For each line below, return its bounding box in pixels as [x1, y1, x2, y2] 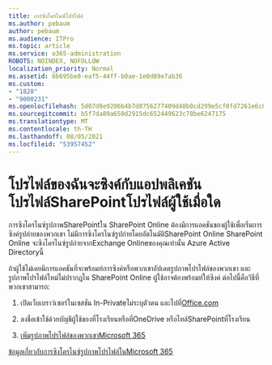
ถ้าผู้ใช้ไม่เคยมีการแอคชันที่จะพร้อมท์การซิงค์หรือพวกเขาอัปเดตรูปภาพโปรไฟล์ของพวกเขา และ [8, 264, 251, 273]
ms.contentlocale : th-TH [8, 125, 92, 133]
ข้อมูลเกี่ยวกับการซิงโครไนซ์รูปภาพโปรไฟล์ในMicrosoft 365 [8, 346, 173, 357]
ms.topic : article [8, 42, 70, 50]
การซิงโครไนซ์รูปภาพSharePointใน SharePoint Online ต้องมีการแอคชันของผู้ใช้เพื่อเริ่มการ [8, 220, 263, 230]
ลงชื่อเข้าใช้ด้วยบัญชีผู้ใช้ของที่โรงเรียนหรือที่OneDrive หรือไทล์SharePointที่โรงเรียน [19, 314, 251, 324]
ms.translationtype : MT [8, 118, 89, 126]
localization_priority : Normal [8, 65, 114, 73]
